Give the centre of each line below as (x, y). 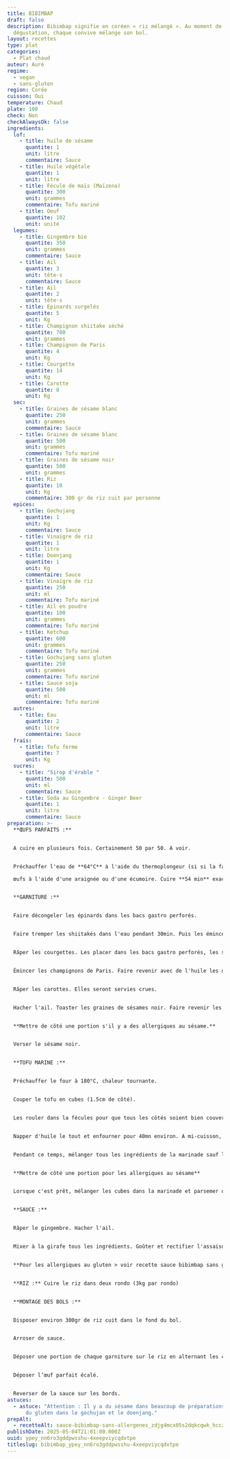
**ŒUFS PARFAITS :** (42, 830)
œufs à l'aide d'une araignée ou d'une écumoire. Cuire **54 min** (112, 879)
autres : (24, 709)
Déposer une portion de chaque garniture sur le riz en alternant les (116, 1357)
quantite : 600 (46, 639)
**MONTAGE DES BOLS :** (47, 1302)
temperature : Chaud (35, 103)
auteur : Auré (26, 64)
